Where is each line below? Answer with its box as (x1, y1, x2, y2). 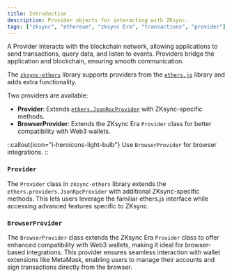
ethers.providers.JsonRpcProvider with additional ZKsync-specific (7, 187, 200, 195)
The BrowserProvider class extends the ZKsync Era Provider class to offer (7, 233, 219, 241)
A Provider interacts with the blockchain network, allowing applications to (7, 43, 218, 51)
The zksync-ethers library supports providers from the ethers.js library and (7, 70, 225, 79)
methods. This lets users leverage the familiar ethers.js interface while (7, 194, 209, 203)
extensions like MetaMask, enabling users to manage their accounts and (7, 255, 215, 263)
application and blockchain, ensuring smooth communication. (7, 57, 184, 65)
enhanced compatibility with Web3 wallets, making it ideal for (7, 240, 184, 249)
